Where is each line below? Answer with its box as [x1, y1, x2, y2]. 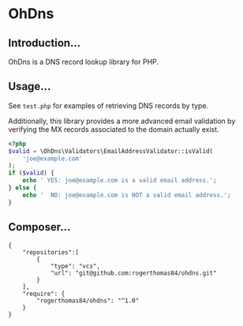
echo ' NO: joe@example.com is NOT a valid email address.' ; [22, 191, 231, 199]
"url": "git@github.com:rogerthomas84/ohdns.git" [50, 269, 217, 277]
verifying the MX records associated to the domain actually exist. [8, 124, 219, 134]
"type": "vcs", [50, 262, 101, 270]
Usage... [8, 80, 51, 93]
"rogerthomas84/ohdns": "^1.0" [36, 297, 140, 305]
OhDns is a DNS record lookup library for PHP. [8, 57, 159, 66]
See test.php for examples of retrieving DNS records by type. [8, 100, 209, 111]
